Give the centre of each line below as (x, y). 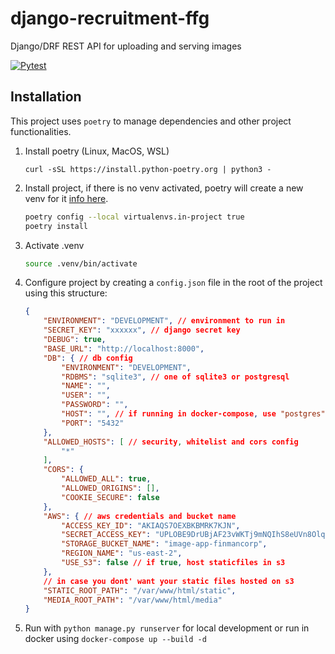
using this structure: (66, 293)
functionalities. (41, 131)
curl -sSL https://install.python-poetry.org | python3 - (148, 169)
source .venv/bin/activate (81, 263)
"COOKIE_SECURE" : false (110, 497)
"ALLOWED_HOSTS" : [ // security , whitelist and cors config (171, 442)
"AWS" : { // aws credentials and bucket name (140, 516)
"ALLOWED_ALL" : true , (106, 479)
